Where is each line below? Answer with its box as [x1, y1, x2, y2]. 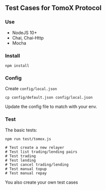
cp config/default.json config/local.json [5, 95, 93, 100]
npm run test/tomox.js [5, 136, 51, 141]
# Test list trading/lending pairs [5, 149, 78, 154]
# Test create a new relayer [5, 145, 64, 150]
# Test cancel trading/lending [5, 162, 69, 167]
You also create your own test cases [5, 179, 78, 185]
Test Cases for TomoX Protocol [5, 4, 102, 12]
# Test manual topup [5, 166, 47, 171]
